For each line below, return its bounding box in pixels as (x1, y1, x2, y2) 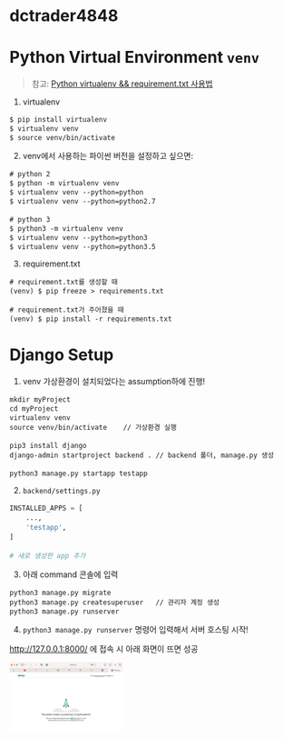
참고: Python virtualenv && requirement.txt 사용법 (31, 78, 213, 89)
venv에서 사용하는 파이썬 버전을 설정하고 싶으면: (22, 151, 193, 162)
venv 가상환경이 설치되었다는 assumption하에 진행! (22, 376, 206, 387)
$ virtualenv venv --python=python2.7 (9, 197, 156, 206)
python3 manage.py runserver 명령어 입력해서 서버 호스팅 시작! (22, 624, 249, 635)
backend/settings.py (22, 487, 101, 496)
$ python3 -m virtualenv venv (9, 224, 124, 234)
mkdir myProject (9, 395, 71, 404)
